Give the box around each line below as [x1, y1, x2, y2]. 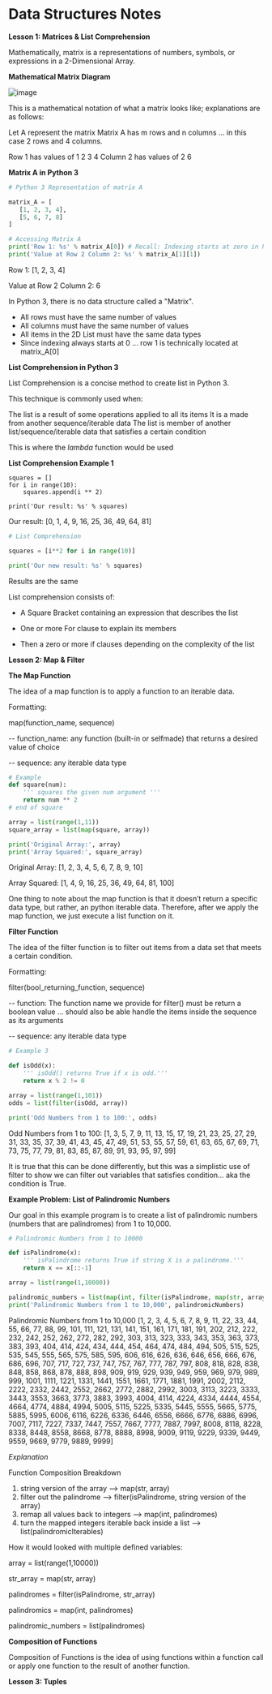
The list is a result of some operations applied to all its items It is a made [8, 409, 249, 419]
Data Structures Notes [8, 5, 162, 24]
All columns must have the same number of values [19, 320, 189, 330]
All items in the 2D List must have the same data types [19, 329, 202, 339]
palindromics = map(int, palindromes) [8, 1605, 134, 1614]
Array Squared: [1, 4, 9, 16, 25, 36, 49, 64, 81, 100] [8, 878, 175, 888]
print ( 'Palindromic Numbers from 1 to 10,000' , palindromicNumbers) [8, 1301, 244, 1309]
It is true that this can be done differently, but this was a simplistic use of [8, 1161, 251, 1171]
